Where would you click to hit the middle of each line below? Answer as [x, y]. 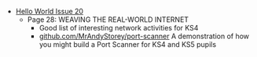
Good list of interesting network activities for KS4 [119, 28]
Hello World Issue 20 [50, 11]
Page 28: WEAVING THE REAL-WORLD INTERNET [108, 20]
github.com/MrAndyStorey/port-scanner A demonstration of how [144, 36]
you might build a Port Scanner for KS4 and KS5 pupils [128, 45]
